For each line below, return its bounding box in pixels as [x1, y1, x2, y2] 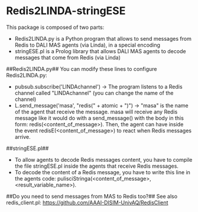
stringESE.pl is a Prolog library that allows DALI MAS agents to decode [14, 47, 186, 54]
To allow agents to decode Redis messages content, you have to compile [14, 156, 193, 163]
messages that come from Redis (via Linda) [14, 54, 121, 61]
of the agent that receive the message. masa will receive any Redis [14, 108, 178, 115]
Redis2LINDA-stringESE [6, 4, 126, 18]
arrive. [14, 133, 31, 140]
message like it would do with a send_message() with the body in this [14, 114, 184, 122]
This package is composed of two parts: [6, 24, 105, 31]
